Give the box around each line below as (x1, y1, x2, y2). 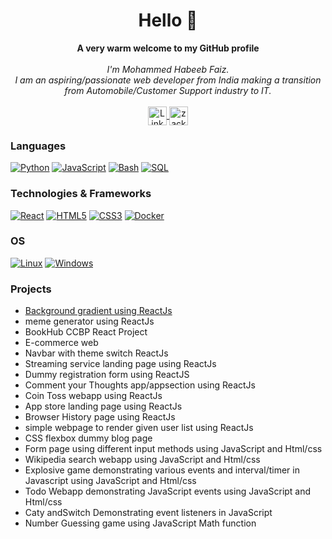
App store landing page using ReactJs (24, 400, 183, 413)
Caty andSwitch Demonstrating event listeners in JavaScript (24, 507, 273, 519)
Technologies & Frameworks (10, 187, 152, 201)
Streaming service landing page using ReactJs (24, 358, 217, 370)
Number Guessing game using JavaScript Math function (24, 517, 257, 529)
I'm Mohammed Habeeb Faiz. (106, 63, 230, 75)
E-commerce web (24, 337, 99, 349)
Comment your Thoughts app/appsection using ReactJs (24, 379, 256, 391)
